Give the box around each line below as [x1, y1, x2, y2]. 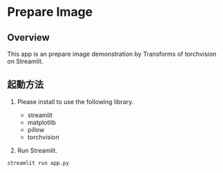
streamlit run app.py [7, 159, 70, 166]
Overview [7, 32, 50, 43]
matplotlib [27, 118, 57, 126]
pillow [27, 125, 45, 134]
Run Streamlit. [17, 146, 57, 154]
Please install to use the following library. [17, 97, 134, 105]
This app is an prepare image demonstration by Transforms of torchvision [7, 50, 217, 58]
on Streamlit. [7, 57, 43, 65]
